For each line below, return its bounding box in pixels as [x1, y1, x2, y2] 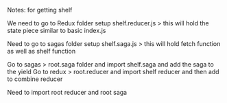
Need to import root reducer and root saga [7, 89, 128, 96]
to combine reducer [7, 75, 63, 83]
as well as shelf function [7, 47, 76, 55]
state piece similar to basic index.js [7, 27, 106, 34]
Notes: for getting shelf [7, 6, 73, 14]
